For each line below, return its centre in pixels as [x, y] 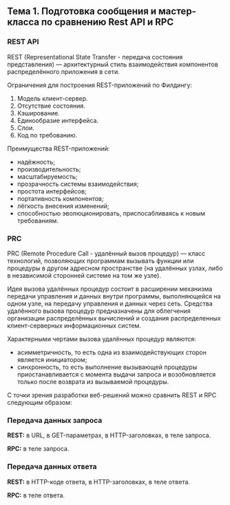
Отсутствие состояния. [51, 106]
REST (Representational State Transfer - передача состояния [95, 57]
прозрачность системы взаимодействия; [78, 184]
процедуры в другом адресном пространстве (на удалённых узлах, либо [115, 268]
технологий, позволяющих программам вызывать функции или [101, 260]
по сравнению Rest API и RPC [107, 22]
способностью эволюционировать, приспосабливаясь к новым [111, 213]
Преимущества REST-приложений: [59, 149]
